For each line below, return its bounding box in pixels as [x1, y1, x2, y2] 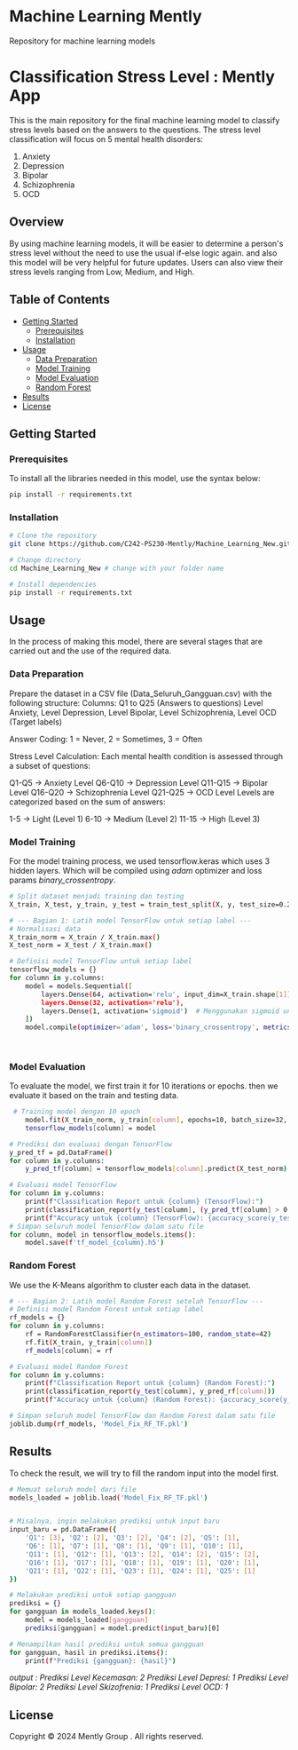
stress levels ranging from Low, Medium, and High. [9, 266, 195, 277]
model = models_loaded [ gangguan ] [25, 1616, 149, 1625]
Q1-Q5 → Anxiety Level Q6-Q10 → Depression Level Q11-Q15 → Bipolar [9, 777, 269, 788]
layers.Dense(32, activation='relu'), [41, 998, 184, 1007]
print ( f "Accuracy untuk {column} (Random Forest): [25, 1396, 216, 1405]
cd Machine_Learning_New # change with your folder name [9, 564, 224, 573]
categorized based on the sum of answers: [9, 796, 166, 807]
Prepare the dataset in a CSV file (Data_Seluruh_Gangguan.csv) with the [9, 688, 272, 699]
